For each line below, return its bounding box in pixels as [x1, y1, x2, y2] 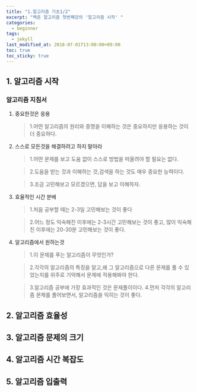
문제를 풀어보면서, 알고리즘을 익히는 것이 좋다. [36, 292, 142, 299]
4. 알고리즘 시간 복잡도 [6, 355, 84, 365]
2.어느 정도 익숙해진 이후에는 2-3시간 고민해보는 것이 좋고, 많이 [29, 219, 176, 226]
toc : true [6, 48, 31, 53]
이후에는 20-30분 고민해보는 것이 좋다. [36, 226, 126, 233]
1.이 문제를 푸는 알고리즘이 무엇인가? [29, 251, 114, 258]
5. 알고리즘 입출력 [6, 377, 68, 387]
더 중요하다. [29, 130, 57, 137]
